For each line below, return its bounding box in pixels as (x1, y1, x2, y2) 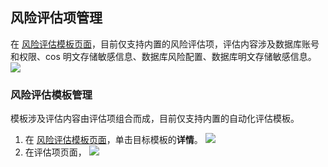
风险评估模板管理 (10, 88, 93, 102)
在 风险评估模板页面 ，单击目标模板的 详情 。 (24, 134, 203, 146)
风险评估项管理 (10, 9, 103, 27)
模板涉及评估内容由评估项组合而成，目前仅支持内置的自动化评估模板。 (10, 113, 300, 125)
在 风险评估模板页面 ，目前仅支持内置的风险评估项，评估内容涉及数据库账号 (10, 38, 320, 50)
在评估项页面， (24, 146, 87, 158)
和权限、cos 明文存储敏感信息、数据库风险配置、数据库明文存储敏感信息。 (10, 50, 317, 62)
